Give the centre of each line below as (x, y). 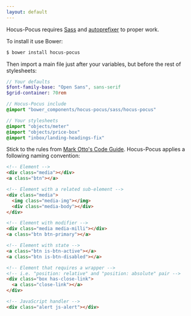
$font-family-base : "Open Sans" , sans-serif (64, 87)
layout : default (27, 12)
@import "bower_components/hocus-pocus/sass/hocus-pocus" (81, 110)
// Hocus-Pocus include (36, 104)
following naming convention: (43, 156)
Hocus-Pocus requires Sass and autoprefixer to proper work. (83, 29)
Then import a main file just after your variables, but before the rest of (94, 64)
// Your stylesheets (33, 120)
